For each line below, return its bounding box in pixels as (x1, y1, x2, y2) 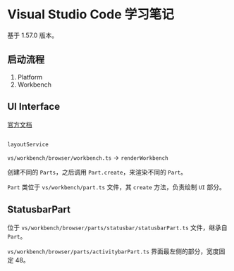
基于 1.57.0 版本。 (7, 31, 58, 39)
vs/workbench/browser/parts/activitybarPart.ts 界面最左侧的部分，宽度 (7, 247, 220, 256)
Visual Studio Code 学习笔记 (7, 6, 174, 23)
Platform (17, 73, 43, 81)
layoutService (7, 141, 49, 148)
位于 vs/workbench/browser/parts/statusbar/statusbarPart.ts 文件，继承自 (7, 223, 228, 232)
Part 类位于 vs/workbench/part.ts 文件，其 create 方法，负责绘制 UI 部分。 (7, 182, 226, 191)
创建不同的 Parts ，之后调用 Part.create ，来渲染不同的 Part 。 (7, 168, 187, 176)
